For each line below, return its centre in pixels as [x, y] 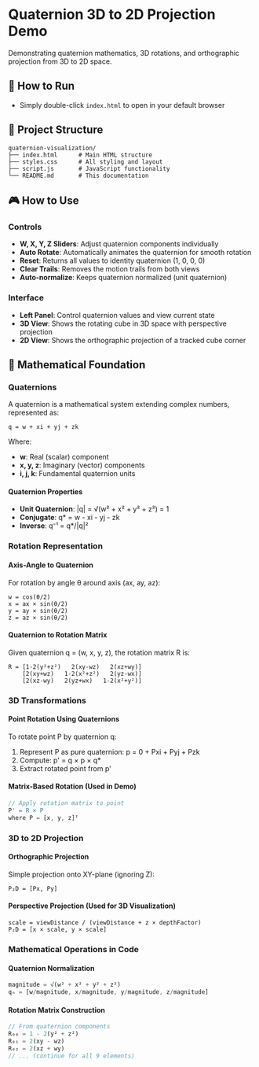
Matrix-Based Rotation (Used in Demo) [72, 786]
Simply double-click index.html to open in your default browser [122, 105]
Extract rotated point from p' [65, 768]
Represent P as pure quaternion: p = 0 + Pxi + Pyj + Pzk [109, 751]
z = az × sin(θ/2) [38, 618]
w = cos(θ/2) [29, 597]
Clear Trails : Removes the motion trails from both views [109, 269]
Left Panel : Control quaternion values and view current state [117, 315]
